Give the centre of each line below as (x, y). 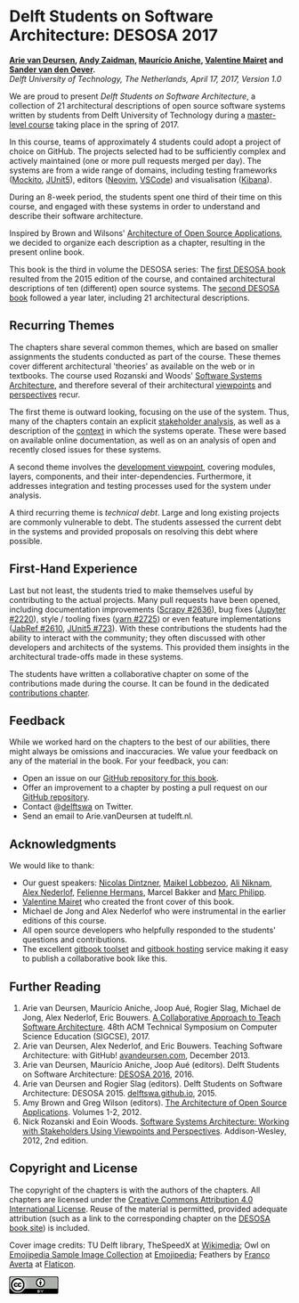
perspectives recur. (45, 395)
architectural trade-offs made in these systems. (97, 656)
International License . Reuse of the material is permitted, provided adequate (148, 1209)
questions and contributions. (74, 940)
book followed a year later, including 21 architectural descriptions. (130, 297)
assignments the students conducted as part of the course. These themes (145, 356)
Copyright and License (73, 1169)
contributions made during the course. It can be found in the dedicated (139, 683)
